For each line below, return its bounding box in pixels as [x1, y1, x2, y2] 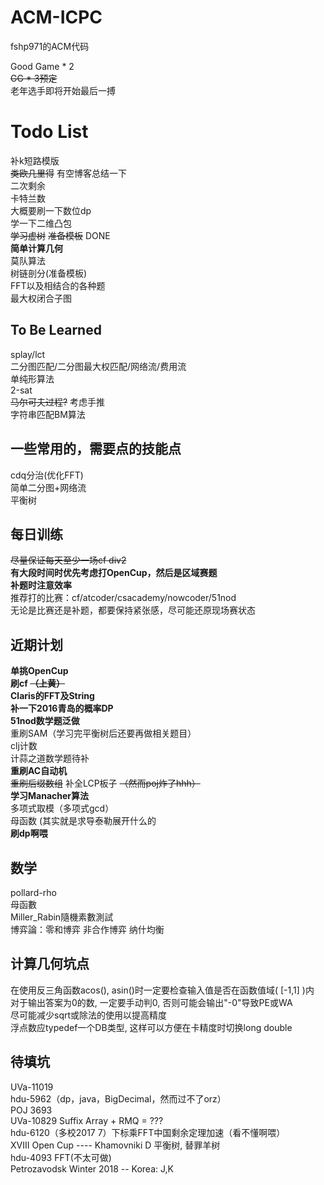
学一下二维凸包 [10, 217, 72, 229]
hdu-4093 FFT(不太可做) [10, 1151, 112, 1163]
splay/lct [10, 348, 46, 360]
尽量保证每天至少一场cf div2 [10, 554, 127, 566]
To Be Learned [10, 322, 102, 339]
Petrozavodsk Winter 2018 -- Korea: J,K [10, 1162, 174, 1175]
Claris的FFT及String [10, 690, 95, 702]
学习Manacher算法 [10, 790, 90, 802]
